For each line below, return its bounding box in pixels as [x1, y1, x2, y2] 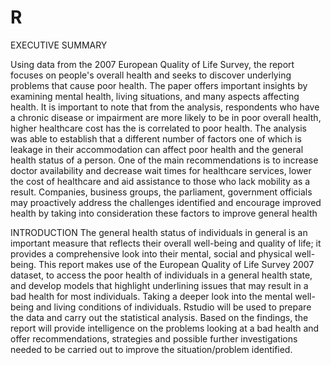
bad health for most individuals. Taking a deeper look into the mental [10, 290, 293, 302]
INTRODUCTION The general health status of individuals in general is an [10, 226, 308, 238]
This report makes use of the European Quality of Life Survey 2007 [38, 258, 315, 270]
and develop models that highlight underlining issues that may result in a [10, 279, 309, 291]
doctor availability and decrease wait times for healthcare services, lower [10, 164, 312, 176]
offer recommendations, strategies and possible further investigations [10, 332, 298, 345]
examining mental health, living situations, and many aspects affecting [10, 90, 300, 102]
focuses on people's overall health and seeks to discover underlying [10, 69, 292, 81]
